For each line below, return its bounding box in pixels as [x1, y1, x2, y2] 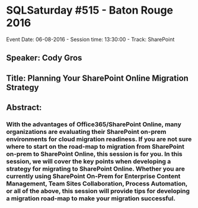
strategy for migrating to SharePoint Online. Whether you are [6, 165, 186, 173]
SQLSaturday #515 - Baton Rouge [6, 4, 174, 17]
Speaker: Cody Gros [6, 53, 82, 63]
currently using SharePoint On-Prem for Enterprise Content [6, 172, 181, 181]
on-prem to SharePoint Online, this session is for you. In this [6, 150, 183, 158]
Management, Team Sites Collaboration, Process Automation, [6, 180, 188, 188]
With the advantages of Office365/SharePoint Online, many [6, 120, 182, 129]
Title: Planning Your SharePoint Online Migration [6, 73, 189, 83]
